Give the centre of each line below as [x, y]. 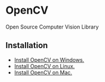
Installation [27, 45]
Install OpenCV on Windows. [49, 59]
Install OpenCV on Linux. [44, 66]
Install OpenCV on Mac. [43, 72]
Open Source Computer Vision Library [52, 27]
